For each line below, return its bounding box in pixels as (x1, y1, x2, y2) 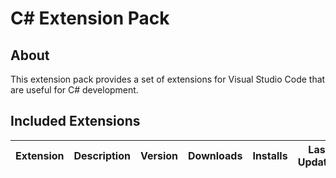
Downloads (188, 148, 243, 162)
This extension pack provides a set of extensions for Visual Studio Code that (10, 73, 326, 85)
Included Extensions (10, 113, 141, 130)
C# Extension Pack (10, 7, 170, 30)
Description (73, 148, 131, 162)
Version (139, 148, 179, 162)
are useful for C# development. (10, 84, 139, 96)
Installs (252, 148, 288, 162)
